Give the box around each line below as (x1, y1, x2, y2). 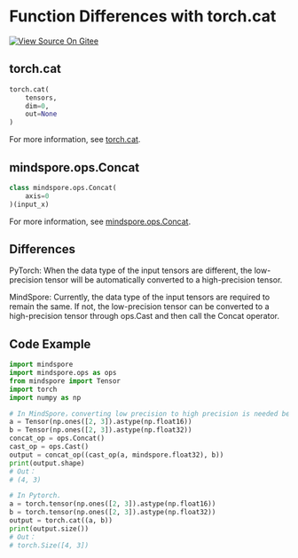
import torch (9, 385, 58, 394)
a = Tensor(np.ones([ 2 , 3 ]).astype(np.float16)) (9, 418, 192, 426)
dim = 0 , (25, 101, 50, 110)
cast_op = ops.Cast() (9, 442, 90, 451)
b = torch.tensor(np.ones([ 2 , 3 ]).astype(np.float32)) (9, 508, 216, 517)
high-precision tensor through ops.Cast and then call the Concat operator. (9, 311, 280, 322)
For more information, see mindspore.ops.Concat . (9, 216, 192, 227)
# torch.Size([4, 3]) (9, 540, 90, 550)
